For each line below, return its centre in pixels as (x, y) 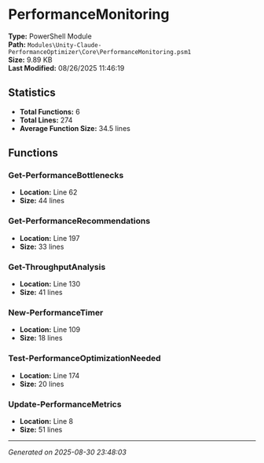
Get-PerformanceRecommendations (79, 221)
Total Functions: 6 (49, 111)
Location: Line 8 (46, 421)
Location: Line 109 (50, 330)
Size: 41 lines (41, 293)
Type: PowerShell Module (50, 36)
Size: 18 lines (41, 338)
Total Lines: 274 (46, 120)
